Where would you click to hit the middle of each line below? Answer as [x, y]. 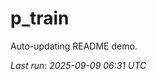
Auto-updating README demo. [74, 46]
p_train [40, 18]
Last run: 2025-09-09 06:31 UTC [78, 65]
